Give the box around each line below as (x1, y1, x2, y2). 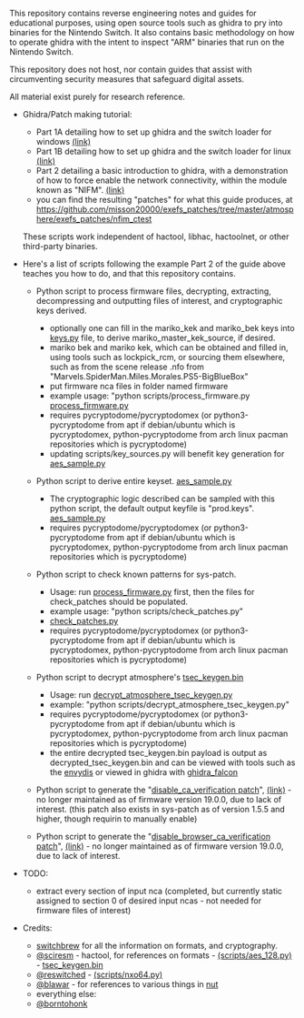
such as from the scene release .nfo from (49, 361, 204, 372)
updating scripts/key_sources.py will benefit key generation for (49, 449, 285, 459)
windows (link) (35, 136, 92, 146)
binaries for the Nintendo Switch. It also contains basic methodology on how (9, 27, 295, 37)
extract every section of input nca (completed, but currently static (35, 886, 283, 896)
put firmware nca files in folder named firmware (49, 381, 229, 391)
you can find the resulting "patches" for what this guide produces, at (35, 195, 293, 205)
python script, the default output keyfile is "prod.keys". (49, 503, 255, 513)
